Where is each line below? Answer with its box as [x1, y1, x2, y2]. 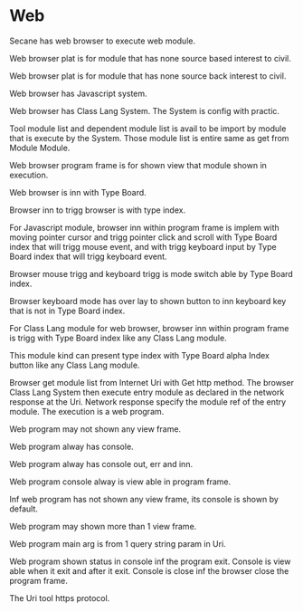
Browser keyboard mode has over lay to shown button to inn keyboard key [9, 295, 287, 306]
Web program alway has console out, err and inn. [9, 458, 193, 469]
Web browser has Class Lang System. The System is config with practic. [9, 105, 280, 116]
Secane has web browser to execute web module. [9, 35, 196, 46]
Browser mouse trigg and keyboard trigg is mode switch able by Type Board [9, 268, 294, 279]
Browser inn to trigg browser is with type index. [9, 205, 186, 215]
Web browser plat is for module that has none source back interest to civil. [9, 70, 287, 81]
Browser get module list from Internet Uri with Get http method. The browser [9, 377, 294, 387]
